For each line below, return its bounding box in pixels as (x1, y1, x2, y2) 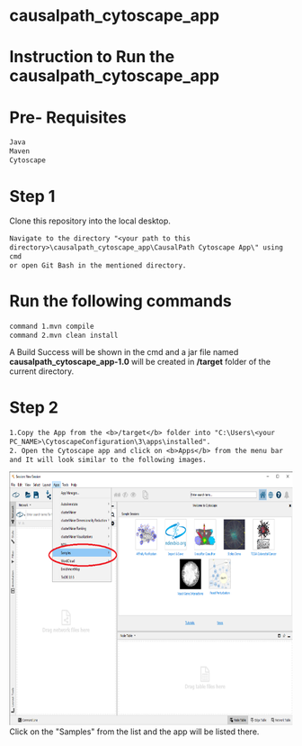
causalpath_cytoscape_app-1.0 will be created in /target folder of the (9, 357, 271, 368)
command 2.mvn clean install (9, 331, 119, 341)
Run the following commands (9, 291, 232, 312)
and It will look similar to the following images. (9, 456, 207, 465)
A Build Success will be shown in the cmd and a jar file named (9, 347, 239, 358)
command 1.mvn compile (9, 322, 94, 332)
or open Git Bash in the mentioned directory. (9, 261, 187, 270)
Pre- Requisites (9, 107, 128, 127)
